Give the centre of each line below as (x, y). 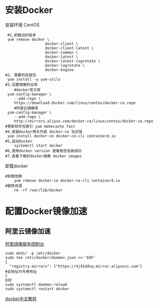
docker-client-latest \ (69, 48)
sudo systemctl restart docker (37, 289)
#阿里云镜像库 (26, 108)
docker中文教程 (21, 299)
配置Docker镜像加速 (46, 211)
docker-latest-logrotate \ (72, 61)
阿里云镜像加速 (28, 231)
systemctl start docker (39, 146)
